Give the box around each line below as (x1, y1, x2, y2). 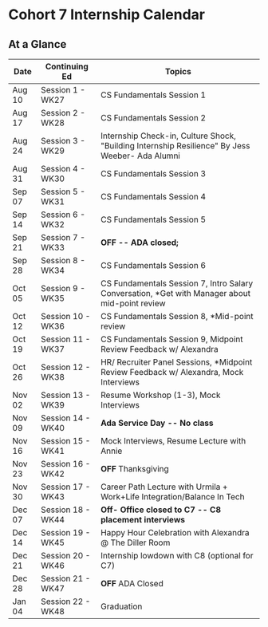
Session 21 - (41, 573, 91, 584)
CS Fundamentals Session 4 (100, 191, 206, 202)
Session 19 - (41, 527, 91, 538)
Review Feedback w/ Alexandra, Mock (100, 367, 244, 377)
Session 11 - (41, 333, 91, 345)
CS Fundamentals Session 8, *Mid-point (100, 311, 254, 321)
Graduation (100, 601, 143, 612)
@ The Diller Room (100, 537, 171, 548)
